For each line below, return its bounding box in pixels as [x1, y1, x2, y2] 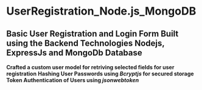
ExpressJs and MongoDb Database [6, 47, 143, 58]
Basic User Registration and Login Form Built [6, 29, 179, 39]
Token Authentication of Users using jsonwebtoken [6, 77, 139, 83]
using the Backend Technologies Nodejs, [6, 38, 165, 48]
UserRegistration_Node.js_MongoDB [6, 4, 197, 18]
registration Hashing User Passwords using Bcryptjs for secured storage [6, 70, 194, 77]
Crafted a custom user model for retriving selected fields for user [6, 64, 175, 71]
